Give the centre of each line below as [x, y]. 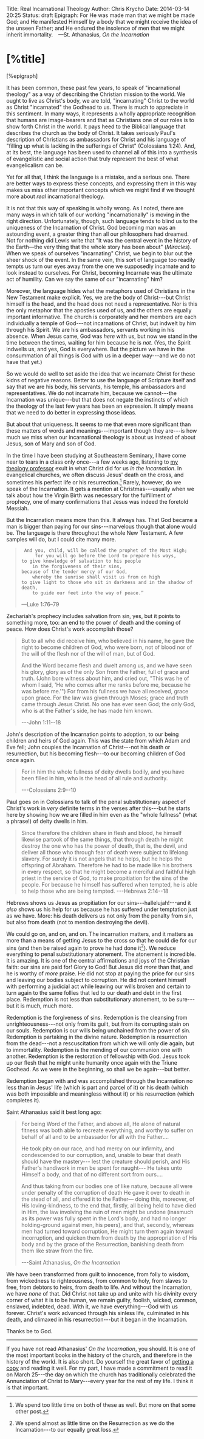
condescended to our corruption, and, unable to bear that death [101, 1155]
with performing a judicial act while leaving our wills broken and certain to [99, 986]
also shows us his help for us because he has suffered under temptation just [102, 909]
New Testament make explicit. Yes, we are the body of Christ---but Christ [98, 297]
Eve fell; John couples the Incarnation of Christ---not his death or [88, 747]
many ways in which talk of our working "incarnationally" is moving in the [98, 215]
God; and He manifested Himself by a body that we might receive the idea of [102, 22]
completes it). [23, 1101]
